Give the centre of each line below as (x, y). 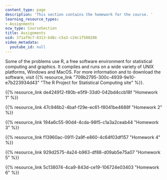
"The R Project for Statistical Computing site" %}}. (92, 82)
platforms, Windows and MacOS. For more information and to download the (83, 72)
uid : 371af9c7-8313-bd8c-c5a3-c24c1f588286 (51, 38)
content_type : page (25, 10)
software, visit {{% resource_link (39, 77)
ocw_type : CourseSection (31, 28)
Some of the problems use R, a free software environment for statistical (79, 61)
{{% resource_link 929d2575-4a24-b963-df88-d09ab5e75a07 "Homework (83, 152)
